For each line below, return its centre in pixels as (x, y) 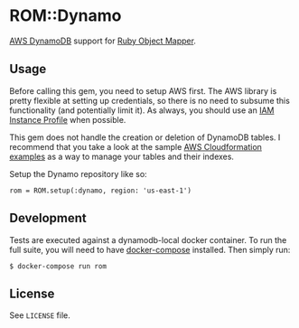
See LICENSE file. (40, 315)
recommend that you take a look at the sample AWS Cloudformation (135, 146)
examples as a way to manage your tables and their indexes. (122, 156)
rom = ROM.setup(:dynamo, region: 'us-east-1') (101, 191)
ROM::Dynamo (65, 16)
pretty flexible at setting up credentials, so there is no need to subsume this (150, 100)
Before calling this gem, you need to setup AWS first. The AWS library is (143, 90)
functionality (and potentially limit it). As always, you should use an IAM (142, 110)
